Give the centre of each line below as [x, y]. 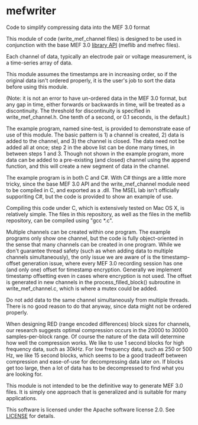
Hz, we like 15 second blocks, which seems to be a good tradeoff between [97, 355]
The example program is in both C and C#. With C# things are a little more [96, 177]
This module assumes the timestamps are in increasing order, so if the [92, 74]
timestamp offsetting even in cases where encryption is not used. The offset [99, 275]
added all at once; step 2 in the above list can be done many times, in [90, 147]
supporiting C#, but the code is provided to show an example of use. [90, 196]
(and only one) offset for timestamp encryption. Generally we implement [94, 270]
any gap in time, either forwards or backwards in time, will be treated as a [95, 104]
